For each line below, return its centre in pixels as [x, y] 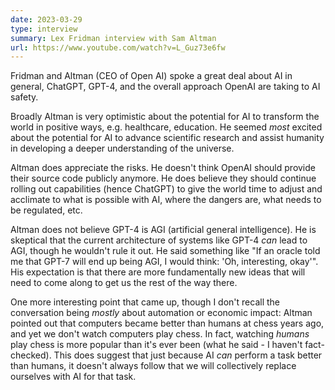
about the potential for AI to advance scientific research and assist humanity [167, 138]
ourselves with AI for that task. [73, 377]
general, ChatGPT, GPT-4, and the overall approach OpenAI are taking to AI [165, 87]
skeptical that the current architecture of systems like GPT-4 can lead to [159, 240]
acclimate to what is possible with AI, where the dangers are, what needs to [166, 200]
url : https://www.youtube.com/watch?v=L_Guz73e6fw [118, 47]
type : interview [44, 29]
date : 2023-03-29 [46, 19]
